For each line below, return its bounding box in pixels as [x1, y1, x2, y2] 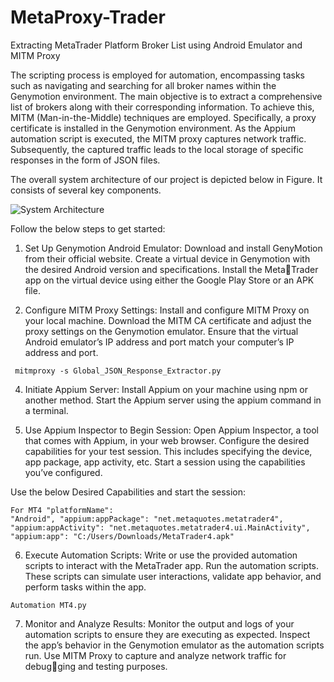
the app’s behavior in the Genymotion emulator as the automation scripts [24, 639, 325, 651]
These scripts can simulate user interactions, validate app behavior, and [24, 570, 322, 582]
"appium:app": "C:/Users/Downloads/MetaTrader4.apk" [10, 531, 235, 541]
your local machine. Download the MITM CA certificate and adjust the [24, 314, 312, 326]
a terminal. [24, 404, 69, 416]
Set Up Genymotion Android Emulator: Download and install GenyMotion [24, 242, 323, 254]
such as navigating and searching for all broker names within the [10, 79, 277, 91]
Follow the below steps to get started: [10, 222, 166, 235]
